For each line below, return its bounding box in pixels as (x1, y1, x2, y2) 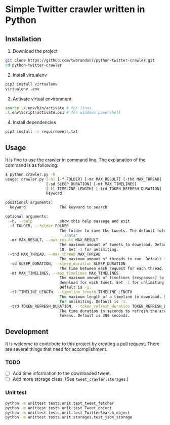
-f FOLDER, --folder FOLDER (10, 223, 69, 228)
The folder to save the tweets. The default (59, 228, 155, 233)
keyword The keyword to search (10, 205, 108, 210)
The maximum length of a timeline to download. (59, 294, 162, 299)
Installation (5, 35, 41, 43)
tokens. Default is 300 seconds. (59, 313, 130, 318)
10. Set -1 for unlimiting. (59, 247, 119, 252)
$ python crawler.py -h (5, 172, 56, 177)
